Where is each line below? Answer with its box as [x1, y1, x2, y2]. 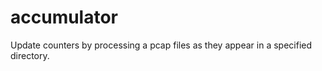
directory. [10, 49, 50, 61]
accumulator [10, 6, 119, 29]
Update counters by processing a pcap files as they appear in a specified [10, 39, 313, 51]
